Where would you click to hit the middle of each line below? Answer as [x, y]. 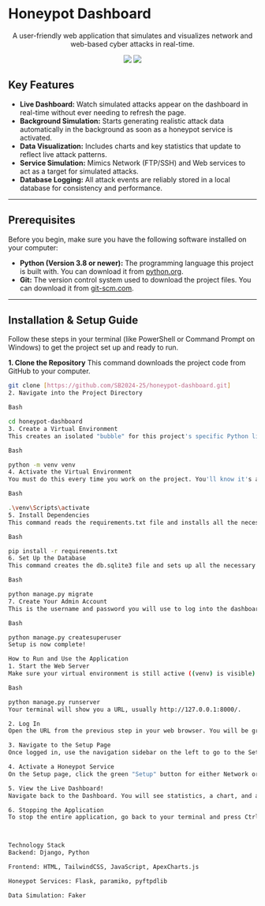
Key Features [41, 85]
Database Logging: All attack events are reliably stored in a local [125, 179]
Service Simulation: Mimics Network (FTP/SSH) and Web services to [132, 163]
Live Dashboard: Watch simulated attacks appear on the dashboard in [134, 104]
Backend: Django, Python [49, 853]
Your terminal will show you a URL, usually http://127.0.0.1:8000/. [125, 709]
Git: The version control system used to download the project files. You [135, 279]
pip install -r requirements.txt [63, 551]
